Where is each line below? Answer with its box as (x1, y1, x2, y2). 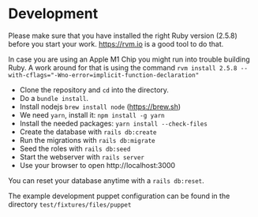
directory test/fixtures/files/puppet (8, 199, 132, 209)
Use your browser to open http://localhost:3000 (19, 160, 176, 170)
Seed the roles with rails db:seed (19, 144, 131, 153)
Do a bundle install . (19, 93, 89, 103)
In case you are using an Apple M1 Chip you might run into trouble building (8, 54, 250, 64)
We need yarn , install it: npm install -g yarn (19, 110, 165, 119)
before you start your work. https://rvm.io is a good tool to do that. (8, 39, 224, 48)
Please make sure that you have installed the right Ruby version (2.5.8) (8, 31, 238, 40)
